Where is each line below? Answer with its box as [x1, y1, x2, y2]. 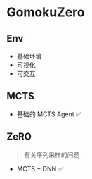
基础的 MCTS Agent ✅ [16, 110, 81, 118]
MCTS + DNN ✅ [16, 164, 64, 173]
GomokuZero [6, 4, 85, 20]
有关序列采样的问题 [23, 150, 80, 159]
